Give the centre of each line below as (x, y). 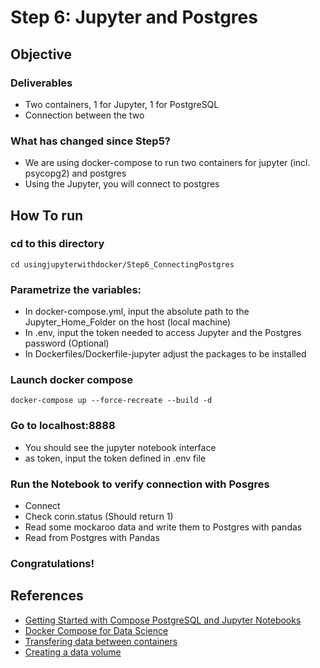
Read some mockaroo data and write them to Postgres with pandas (163, 527)
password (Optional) (67, 343)
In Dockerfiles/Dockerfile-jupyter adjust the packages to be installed (165, 354)
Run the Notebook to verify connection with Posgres (140, 484)
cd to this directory (57, 244)
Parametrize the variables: (76, 289)
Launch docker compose (72, 380)
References (47, 596)
